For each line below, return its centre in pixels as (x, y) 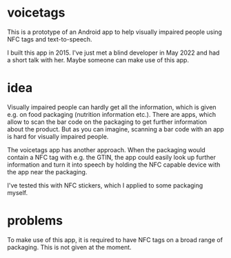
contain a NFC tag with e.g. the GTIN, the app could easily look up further (111, 157)
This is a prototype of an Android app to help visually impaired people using (115, 32)
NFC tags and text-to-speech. (50, 39)
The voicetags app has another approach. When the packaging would (106, 149)
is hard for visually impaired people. (58, 136)
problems (35, 221)
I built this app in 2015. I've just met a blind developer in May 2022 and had (113, 53)
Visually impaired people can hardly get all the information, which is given (112, 107)
